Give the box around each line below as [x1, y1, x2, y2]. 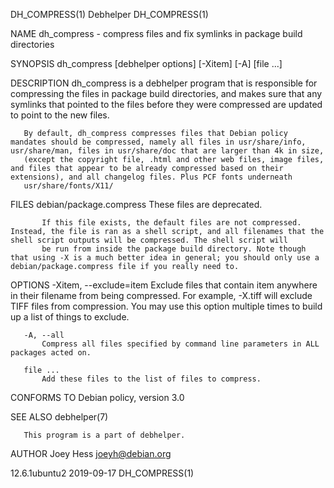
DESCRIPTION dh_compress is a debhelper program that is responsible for [10, 77, 318, 89]
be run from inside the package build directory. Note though [41, 244, 307, 254]
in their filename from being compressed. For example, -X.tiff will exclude [10, 290, 313, 301]
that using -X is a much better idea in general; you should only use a [10, 253, 320, 263]
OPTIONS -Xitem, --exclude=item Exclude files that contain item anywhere [10, 279, 318, 291]
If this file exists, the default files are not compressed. [41, 218, 302, 228]
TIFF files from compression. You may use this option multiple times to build [10, 300, 323, 312]
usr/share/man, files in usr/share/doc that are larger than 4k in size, [10, 146, 325, 156]
